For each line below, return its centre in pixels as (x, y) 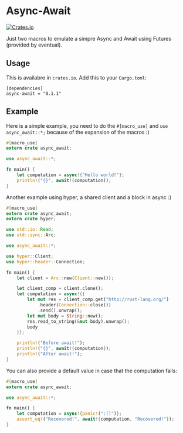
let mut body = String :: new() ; (65, 316)
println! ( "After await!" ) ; (50, 354)
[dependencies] (25, 88)
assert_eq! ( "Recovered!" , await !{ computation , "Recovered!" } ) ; (96, 419)
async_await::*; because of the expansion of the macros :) (78, 132)
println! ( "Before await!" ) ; (51, 343)
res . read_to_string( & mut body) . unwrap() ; (79, 321)
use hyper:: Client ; (30, 256)
